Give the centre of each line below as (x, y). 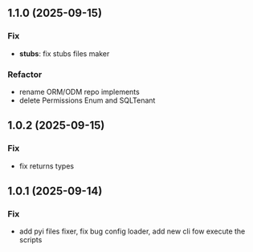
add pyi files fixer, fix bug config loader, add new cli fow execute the (132, 231)
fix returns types (46, 166)
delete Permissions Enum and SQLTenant (87, 100)
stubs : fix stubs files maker (64, 53)
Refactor (25, 74)
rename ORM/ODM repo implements (79, 91)
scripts (31, 240)
